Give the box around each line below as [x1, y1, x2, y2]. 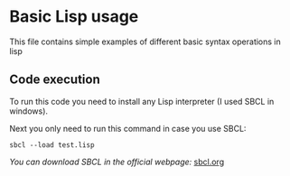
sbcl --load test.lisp [9, 140, 95, 150]
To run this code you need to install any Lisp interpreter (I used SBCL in [9, 96, 275, 107]
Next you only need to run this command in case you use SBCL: [9, 123, 247, 134]
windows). [9, 106, 48, 116]
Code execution [9, 72, 101, 88]
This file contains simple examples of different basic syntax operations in [9, 36, 282, 47]
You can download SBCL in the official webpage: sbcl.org [9, 156, 224, 167]
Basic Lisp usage [9, 6, 139, 27]
